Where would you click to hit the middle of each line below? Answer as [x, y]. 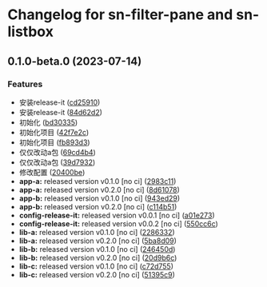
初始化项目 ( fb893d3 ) [54, 142]
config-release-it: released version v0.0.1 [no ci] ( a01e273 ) [117, 215]
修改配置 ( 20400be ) [52, 172]
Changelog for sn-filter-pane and [120, 15]
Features [25, 84]
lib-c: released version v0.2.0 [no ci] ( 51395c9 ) [97, 274]
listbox [30, 32]
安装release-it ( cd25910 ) [60, 102]
